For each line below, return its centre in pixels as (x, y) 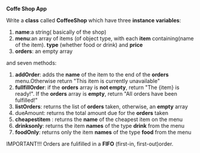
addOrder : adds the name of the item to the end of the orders (92, 74)
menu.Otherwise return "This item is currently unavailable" (87, 81)
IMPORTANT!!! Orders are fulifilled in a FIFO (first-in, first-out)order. (90, 144)
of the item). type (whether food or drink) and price (79, 45)
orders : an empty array (44, 51)
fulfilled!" (26, 100)
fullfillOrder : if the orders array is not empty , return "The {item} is (97, 87)
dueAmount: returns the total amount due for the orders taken (92, 113)
